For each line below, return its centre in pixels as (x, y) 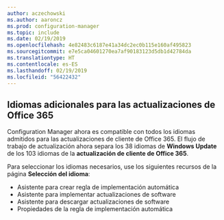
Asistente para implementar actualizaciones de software (96, 195)
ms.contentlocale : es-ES (42, 64)
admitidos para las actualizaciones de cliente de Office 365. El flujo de (106, 139)
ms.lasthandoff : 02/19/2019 (47, 70)
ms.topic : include (33, 32)
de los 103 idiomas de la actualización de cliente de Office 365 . (98, 154)
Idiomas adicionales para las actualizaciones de (111, 104)
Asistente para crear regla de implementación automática (98, 187)
